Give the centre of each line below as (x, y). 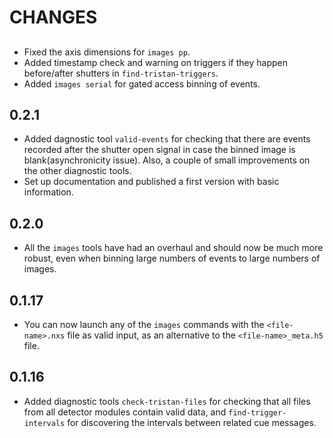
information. (48, 192)
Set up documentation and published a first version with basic (151, 182)
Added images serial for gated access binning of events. (142, 83)
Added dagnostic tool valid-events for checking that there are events (167, 139)
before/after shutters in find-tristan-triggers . (121, 73)
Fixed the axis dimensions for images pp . (107, 52)
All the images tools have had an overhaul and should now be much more (173, 248)
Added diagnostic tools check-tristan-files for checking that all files (167, 401)
